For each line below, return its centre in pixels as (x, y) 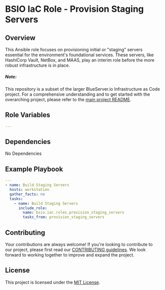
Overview (20, 38)
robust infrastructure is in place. (38, 65)
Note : (11, 76)
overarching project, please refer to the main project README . (68, 99)
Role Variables (28, 115)
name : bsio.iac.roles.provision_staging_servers (74, 213)
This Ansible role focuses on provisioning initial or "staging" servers (74, 50)
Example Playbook (34, 169)
